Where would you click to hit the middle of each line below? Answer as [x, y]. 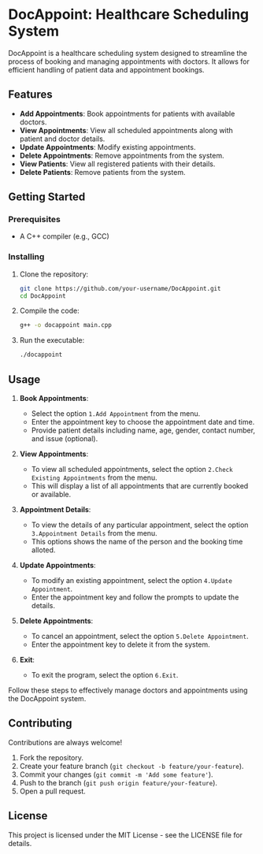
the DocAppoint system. [47, 699]
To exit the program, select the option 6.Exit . [105, 675]
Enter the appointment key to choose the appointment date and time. [143, 422]
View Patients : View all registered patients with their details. [117, 164]
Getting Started [47, 197]
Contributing [40, 724]
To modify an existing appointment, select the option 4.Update [131, 581]
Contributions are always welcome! [65, 742]
